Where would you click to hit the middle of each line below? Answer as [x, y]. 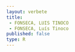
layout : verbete [27, 12]
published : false [28, 34]
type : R [16, 39]
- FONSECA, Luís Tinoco [39, 28]
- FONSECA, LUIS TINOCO [39, 23]
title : [15, 17]
